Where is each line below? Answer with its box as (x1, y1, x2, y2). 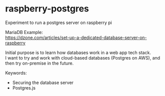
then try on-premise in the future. (5, 60, 74, 66)
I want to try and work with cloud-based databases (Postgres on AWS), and (5, 54, 161, 60)
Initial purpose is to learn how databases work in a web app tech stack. (5, 49, 151, 55)
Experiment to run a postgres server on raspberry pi (5, 19, 112, 25)
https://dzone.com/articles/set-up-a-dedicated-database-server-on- (5, 34, 147, 40)
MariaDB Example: (5, 29, 43, 35)
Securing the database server (12, 79, 74, 85)
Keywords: (5, 69, 27, 75)
